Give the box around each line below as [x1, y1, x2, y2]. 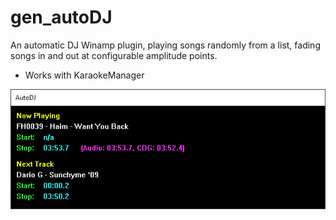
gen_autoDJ [10, 6, 113, 29]
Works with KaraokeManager [24, 69, 145, 81]
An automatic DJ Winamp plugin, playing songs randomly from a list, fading [10, 39, 321, 51]
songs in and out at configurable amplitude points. [10, 49, 218, 61]
